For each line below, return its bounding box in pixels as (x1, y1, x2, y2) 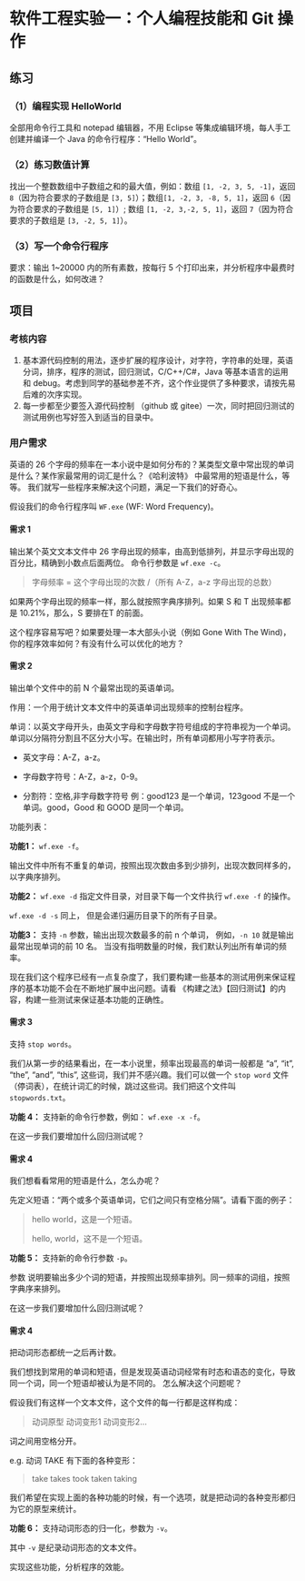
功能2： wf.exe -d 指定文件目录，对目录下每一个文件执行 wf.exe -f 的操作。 (9, 890, 296, 901)
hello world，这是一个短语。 (31, 1214, 138, 1225)
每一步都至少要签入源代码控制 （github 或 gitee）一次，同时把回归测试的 (22, 400, 295, 411)
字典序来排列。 (9, 1283, 65, 1294)
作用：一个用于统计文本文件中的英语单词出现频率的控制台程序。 (9, 702, 248, 713)
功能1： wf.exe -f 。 (9, 840, 84, 851)
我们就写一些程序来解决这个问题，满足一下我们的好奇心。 (26, 481, 242, 492)
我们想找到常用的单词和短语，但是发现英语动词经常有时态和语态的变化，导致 (9, 1366, 296, 1377)
